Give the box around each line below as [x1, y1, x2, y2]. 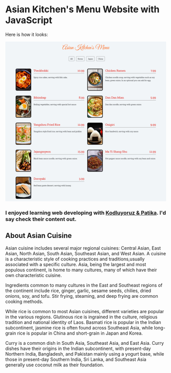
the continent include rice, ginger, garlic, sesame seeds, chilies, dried [5, 288, 152, 294]
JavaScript [5, 14, 53, 26]
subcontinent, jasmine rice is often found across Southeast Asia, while [5, 324, 153, 331]
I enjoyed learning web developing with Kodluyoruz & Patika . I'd [5, 209, 166, 216]
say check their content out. [5, 215, 77, 223]
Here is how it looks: [5, 31, 48, 37]
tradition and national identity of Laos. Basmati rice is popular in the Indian [5, 319, 161, 325]
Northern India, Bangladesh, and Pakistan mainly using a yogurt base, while [5, 350, 164, 357]
